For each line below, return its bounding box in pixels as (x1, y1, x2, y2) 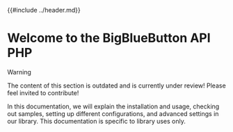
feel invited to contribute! (7, 88, 79, 97)
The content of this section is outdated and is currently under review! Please (7, 81, 226, 90)
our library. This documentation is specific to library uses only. (7, 117, 186, 125)
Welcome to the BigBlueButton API (7, 31, 211, 46)
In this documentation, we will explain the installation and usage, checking (7, 102, 220, 110)
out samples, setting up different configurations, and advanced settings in (7, 109, 219, 117)
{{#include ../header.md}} (7, 6, 81, 14)
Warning (7, 67, 31, 76)
